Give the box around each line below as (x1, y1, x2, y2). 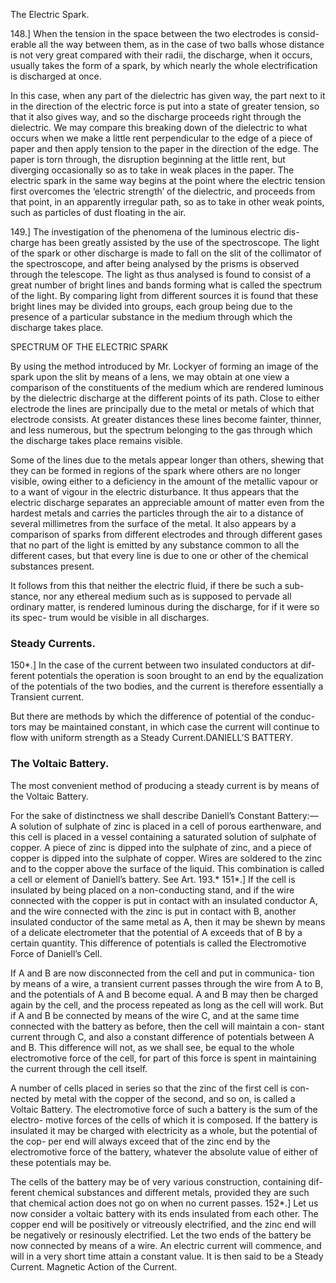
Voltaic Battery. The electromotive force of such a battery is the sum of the (10, 1103, 318, 1115)
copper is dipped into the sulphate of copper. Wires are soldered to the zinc (10, 852, 323, 864)
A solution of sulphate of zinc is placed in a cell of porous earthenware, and (10, 820, 322, 832)
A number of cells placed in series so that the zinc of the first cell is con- (10, 1082, 310, 1094)
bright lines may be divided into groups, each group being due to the (10, 300, 293, 312)
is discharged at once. (10, 70, 102, 82)
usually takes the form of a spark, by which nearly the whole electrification (10, 60, 318, 71)
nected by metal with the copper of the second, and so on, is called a (10, 1092, 296, 1104)
